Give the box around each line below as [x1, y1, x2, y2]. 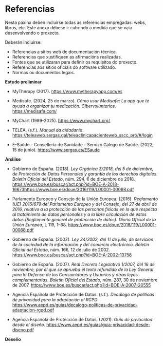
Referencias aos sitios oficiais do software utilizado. [12, 64, 116, 70]
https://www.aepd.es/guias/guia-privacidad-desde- [46, 322, 150, 327]
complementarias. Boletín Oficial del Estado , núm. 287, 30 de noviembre [12, 277, 158, 283]
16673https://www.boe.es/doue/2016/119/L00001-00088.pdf [12, 186, 134, 192]
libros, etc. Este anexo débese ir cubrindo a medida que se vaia [5, 24, 132, 30]
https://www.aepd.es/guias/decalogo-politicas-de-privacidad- [12, 302, 138, 308]
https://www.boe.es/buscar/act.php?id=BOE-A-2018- [12, 181, 119, 187]
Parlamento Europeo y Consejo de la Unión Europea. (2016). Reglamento [12, 196, 158, 202]
